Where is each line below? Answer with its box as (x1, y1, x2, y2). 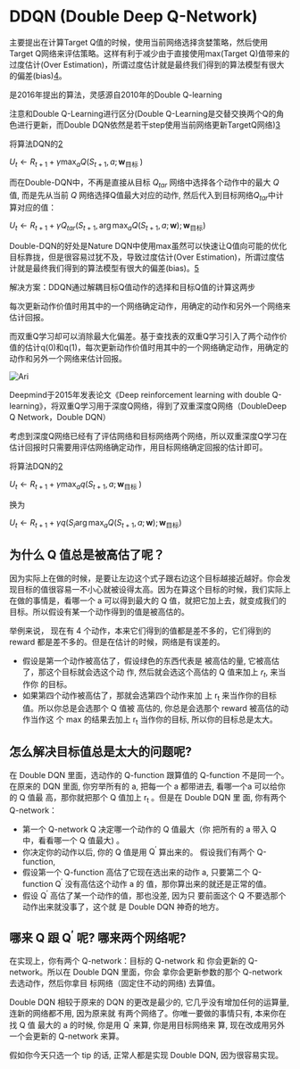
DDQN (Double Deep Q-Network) (9, 6, 258, 27)
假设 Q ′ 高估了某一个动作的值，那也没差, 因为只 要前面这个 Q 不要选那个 (21, 888, 287, 900)
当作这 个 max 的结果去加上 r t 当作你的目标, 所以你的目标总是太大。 (29, 714, 279, 726)
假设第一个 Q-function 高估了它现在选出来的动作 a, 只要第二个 (21, 867, 250, 878)
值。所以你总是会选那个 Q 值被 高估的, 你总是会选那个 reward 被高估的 (21, 703, 281, 714)
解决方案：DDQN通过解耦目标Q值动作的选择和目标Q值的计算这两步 (9, 282, 256, 293)
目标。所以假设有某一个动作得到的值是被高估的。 (9, 606, 189, 617)
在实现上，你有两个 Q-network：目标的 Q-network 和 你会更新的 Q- (9, 956, 259, 966)
